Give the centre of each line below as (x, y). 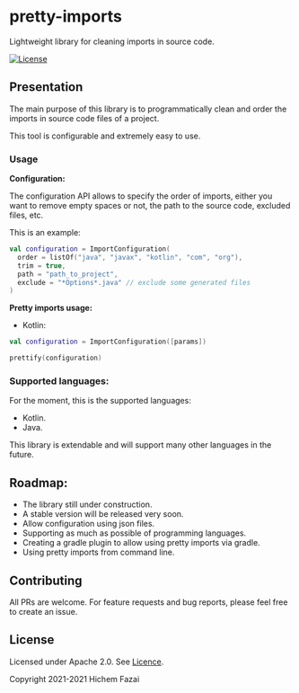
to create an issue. (44, 611)
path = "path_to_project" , (68, 274)
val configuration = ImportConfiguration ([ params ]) (108, 342)
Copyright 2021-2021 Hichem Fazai (75, 679)
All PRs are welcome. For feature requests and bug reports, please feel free (149, 602)
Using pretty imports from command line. (98, 552)
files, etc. (26, 215)
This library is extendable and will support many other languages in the (141, 445)
